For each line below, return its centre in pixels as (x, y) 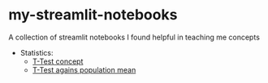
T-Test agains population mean (84, 69)
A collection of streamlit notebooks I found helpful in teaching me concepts (134, 37)
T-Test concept (58, 61)
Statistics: (37, 52)
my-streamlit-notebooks (93, 15)
